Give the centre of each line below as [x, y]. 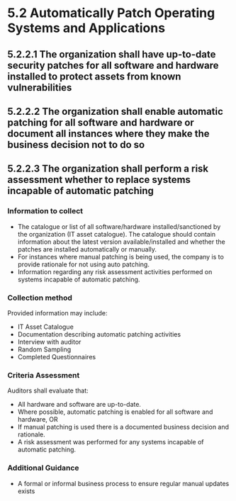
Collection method [40, 298]
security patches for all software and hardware [113, 65]
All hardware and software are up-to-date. [79, 405]
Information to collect [45, 211]
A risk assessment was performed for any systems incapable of [111, 442]
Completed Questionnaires [57, 356]
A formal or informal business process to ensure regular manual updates [123, 483]
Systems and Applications [86, 28]
